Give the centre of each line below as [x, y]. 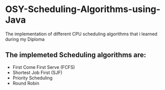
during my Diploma [25, 39]
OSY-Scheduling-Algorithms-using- [83, 9]
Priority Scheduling [33, 78]
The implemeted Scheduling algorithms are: [76, 55]
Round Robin [26, 83]
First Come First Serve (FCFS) [44, 67]
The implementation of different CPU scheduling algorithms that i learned [81, 34]
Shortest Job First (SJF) [37, 72]
